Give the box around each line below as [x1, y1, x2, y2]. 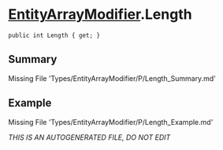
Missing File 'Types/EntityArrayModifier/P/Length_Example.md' [8, 117, 214, 126]
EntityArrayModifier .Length [8, 5, 192, 24]
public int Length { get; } [8, 31, 101, 39]
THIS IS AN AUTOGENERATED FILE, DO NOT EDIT [8, 132, 171, 142]
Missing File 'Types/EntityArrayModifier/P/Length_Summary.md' [8, 73, 217, 83]
